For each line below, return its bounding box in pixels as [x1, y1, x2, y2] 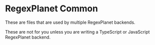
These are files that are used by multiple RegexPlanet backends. [5, 19, 135, 25]
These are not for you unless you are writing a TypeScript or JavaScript [5, 29, 150, 35]
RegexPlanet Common [5, 3, 98, 14]
